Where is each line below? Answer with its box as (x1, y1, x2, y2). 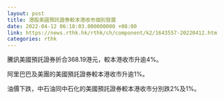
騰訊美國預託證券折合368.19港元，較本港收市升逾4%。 (7, 56, 163, 64)
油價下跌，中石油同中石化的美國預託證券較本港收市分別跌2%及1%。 (7, 85, 201, 93)
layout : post (7, 10, 45, 17)
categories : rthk (7, 36, 57, 43)
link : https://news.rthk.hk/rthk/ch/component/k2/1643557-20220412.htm (7, 29, 217, 36)
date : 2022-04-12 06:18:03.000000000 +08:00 (7, 23, 137, 30)
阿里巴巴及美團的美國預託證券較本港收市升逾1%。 (7, 70, 149, 78)
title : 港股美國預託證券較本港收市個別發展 (7, 16, 116, 23)
